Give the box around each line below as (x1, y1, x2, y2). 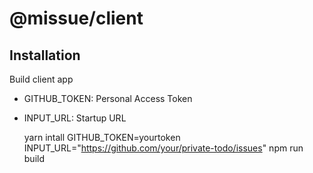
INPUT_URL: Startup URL (23, 112, 127, 124)
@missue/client (9, 7, 144, 30)
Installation (9, 47, 81, 64)
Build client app (9, 73, 74, 85)
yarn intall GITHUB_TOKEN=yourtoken (23, 132, 181, 143)
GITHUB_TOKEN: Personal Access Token (23, 93, 193, 104)
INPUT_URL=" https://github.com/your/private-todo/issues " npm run (23, 142, 304, 154)
